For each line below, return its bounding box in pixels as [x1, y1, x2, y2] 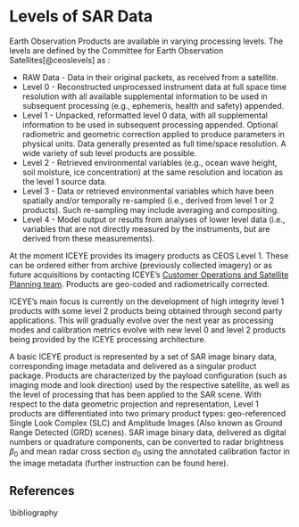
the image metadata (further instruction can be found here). [9, 457, 229, 468]
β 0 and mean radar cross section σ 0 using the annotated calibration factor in [9, 446, 290, 458]
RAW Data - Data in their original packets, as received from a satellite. [21, 71, 278, 82]
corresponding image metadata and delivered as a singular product [9, 360, 257, 371]
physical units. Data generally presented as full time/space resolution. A [21, 138, 287, 149]
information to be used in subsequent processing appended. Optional [21, 119, 278, 130]
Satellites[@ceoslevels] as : [9, 54, 111, 65]
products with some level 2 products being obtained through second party [9, 305, 283, 316]
